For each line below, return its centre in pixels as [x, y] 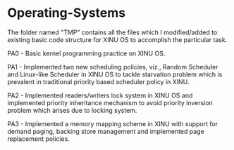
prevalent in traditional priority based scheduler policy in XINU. [98, 81]
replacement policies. [39, 139]
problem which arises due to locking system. [72, 110]
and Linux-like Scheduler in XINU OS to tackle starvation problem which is [115, 74]
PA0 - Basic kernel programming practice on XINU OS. [86, 53]
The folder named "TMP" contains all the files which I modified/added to [112, 32]
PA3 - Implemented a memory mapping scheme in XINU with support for [113, 123]
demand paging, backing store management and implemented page [106, 131]
